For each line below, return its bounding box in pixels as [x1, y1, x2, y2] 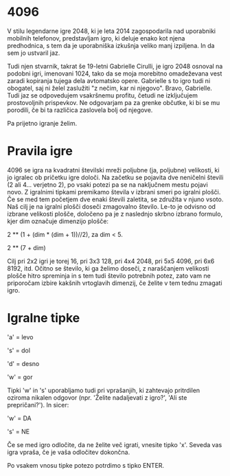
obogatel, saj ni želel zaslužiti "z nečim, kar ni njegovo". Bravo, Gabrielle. [7, 84, 213, 92]
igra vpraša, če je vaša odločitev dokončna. [7, 448, 130, 456]
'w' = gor [7, 372, 33, 381]
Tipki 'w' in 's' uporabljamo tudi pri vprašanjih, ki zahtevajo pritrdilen [7, 386, 200, 394]
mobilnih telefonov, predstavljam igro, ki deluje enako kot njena [7, 34, 185, 42]
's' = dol [7, 346, 31, 354]
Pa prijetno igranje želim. [7, 119, 78, 127]
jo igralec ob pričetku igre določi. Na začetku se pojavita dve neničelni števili [7, 173, 224, 181]
